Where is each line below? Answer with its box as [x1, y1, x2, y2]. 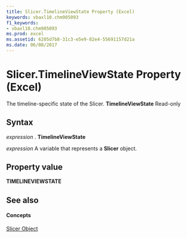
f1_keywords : [6, 20, 39, 26]
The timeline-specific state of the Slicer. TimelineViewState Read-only [6, 100, 181, 107]
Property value [6, 162, 63, 172]
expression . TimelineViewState [6, 133, 86, 140]
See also [6, 195, 39, 205]
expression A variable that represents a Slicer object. [6, 144, 137, 152]
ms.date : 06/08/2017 [6, 42, 58, 48]
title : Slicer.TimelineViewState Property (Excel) [6, 8, 135, 15]
